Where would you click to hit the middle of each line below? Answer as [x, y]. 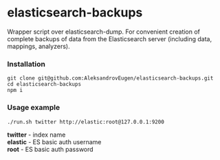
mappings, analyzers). [38, 46]
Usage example [34, 108]
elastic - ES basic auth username [54, 141]
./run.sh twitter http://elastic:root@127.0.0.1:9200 [86, 122]
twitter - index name [36, 135]
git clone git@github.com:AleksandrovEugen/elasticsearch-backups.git [110, 78]
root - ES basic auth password [51, 149]
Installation [26, 64]
